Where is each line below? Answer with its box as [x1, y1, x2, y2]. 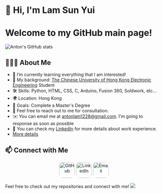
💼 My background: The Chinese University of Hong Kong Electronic [12, 77, 151, 83]
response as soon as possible [12, 120, 74, 126]
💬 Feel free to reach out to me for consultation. [12, 107, 109, 114]
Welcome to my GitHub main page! [5, 27, 152, 39]
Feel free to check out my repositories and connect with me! [5, 183, 129, 189]
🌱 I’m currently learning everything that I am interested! [12, 71, 126, 77]
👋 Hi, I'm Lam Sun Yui [5, 4, 95, 16]
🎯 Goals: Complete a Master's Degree [12, 102, 90, 108]
